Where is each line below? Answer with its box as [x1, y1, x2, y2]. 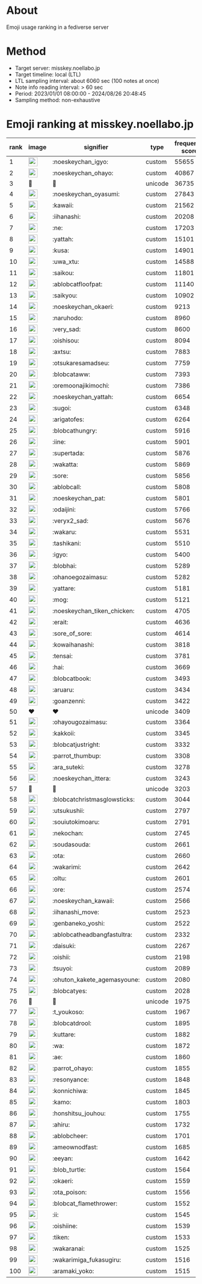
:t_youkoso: [52, 1008, 84, 1016]
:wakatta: [52, 460, 78, 469]
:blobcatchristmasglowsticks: [52, 795, 135, 803]
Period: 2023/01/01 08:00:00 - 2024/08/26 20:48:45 [14, 90, 146, 97]
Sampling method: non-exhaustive [14, 96, 100, 103]
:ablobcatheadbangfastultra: [52, 930, 132, 939]
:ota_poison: [52, 1188, 87, 1196]
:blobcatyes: [52, 987, 87, 995]
